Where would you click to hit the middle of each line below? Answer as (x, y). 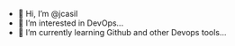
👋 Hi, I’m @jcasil (48, 14)
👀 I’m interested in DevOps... (71, 23)
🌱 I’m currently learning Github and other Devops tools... (122, 32)
